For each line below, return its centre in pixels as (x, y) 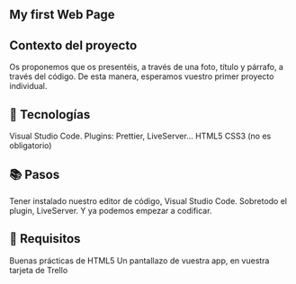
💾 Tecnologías (50, 115)
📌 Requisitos (45, 239)
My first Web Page (62, 15)
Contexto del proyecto (73, 45)
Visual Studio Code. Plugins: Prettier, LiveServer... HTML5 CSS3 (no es (140, 136)
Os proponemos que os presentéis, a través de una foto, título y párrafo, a (146, 67)
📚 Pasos (35, 175)
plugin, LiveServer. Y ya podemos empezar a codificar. (111, 210)
